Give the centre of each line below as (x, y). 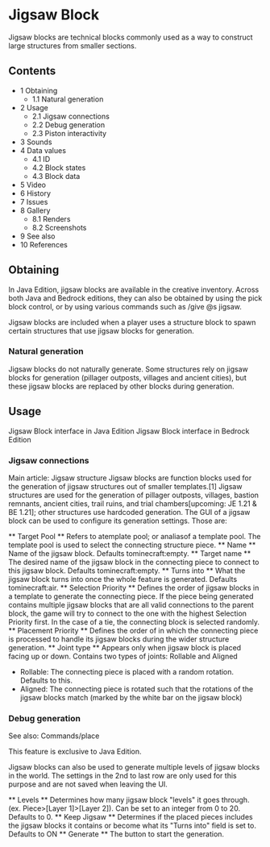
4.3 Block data (56, 176)
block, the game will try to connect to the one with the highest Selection (128, 613)
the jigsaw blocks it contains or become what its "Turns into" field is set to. (132, 826)
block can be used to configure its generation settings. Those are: (118, 521)
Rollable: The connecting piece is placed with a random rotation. (127, 671)
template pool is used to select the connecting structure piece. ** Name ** (132, 545)
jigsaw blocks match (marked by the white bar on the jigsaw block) (131, 697)
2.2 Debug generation (69, 125)
